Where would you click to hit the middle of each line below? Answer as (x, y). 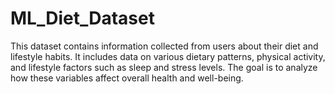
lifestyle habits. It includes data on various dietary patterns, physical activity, (168, 56)
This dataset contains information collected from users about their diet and (164, 46)
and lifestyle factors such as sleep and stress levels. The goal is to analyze (164, 67)
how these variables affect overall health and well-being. (127, 78)
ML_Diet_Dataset (82, 18)
